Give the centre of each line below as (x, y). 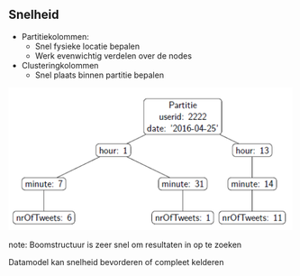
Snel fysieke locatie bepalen (87, 46)
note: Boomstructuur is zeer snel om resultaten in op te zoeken (125, 244)
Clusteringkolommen (60, 65)
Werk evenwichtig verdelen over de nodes (114, 55)
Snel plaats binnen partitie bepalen (99, 75)
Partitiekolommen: (55, 36)
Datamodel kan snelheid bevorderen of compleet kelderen (116, 262)
